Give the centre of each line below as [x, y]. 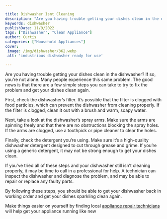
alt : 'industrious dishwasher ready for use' [55, 56]
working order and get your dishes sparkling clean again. [64, 196]
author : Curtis [21, 37]
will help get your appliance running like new [51, 211]
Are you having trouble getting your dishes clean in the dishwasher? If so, [81, 74]
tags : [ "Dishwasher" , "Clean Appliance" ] [49, 33]
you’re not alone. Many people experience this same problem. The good [79, 79]
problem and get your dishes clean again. [48, 90]
